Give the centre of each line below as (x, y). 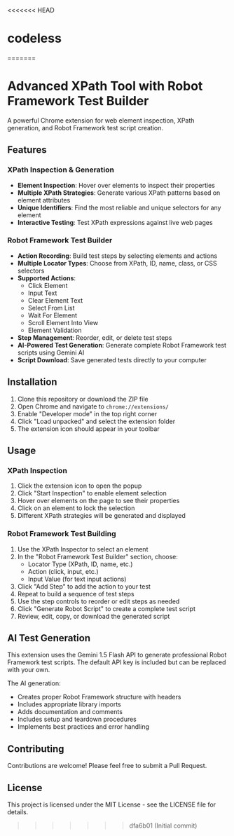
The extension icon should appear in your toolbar (88, 429)
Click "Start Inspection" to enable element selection (92, 493)
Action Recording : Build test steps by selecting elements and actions (117, 256)
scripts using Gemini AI (51, 352)
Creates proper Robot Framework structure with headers (99, 697)
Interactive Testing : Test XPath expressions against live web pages (115, 222)
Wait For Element (53, 315)
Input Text (42, 293)
